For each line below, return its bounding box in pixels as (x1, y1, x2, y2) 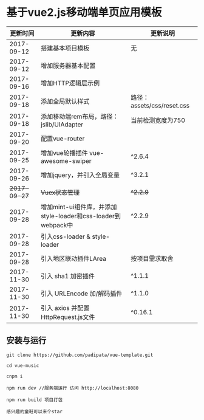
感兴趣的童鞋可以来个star (6, 408, 63, 415)
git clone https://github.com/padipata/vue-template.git (6, 352, 154, 358)
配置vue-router (40, 134, 85, 143)
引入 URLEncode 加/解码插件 (40, 289, 123, 298)
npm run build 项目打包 (6, 396, 63, 403)
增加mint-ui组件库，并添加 (40, 202, 117, 211)
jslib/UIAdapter (40, 120, 84, 128)
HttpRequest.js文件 (40, 312, 95, 321)
